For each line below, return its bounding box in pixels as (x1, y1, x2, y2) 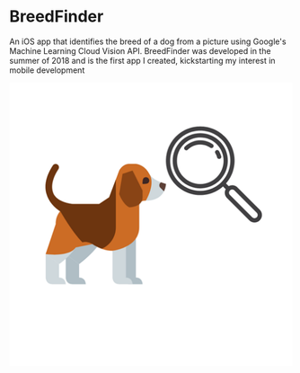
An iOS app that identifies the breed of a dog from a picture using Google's (9, 36, 287, 47)
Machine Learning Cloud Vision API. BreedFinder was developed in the (9, 45, 271, 56)
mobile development (9, 65, 85, 75)
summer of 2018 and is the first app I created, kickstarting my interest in (9, 55, 276, 66)
